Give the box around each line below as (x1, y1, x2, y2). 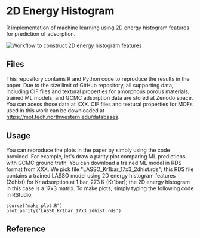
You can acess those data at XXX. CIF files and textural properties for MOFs (6, 100, 193, 108)
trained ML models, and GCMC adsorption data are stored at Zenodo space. (6, 94, 193, 101)
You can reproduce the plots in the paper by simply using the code (6, 147, 170, 154)
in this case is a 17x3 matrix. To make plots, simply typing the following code (6, 184, 194, 192)
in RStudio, (6, 191, 33, 198)
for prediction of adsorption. (6, 30, 76, 37)
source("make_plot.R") (6, 202, 63, 209)
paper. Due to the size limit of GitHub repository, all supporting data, (6, 81, 174, 89)
